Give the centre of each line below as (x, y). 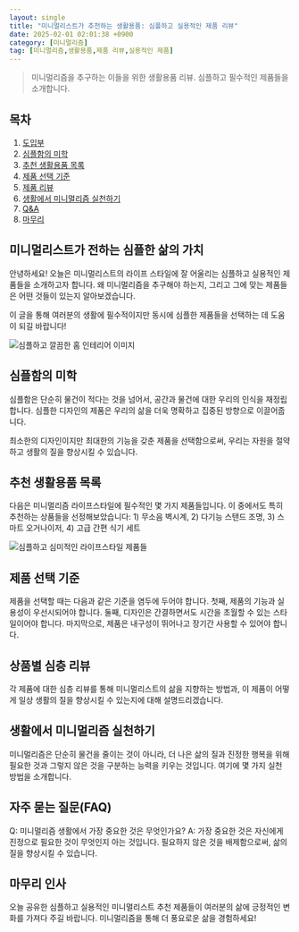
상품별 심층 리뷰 (50, 666)
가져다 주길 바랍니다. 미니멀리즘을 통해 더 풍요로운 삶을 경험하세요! (141, 919)
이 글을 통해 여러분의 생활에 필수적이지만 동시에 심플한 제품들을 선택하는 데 (139, 315)
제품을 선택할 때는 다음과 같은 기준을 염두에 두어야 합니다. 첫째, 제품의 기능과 (142, 601)
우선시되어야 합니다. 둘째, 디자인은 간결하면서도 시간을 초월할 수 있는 (152, 613)
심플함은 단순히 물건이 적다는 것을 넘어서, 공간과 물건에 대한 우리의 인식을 (137, 399)
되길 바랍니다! (42, 326)
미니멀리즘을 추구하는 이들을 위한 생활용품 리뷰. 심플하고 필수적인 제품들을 (160, 78)
